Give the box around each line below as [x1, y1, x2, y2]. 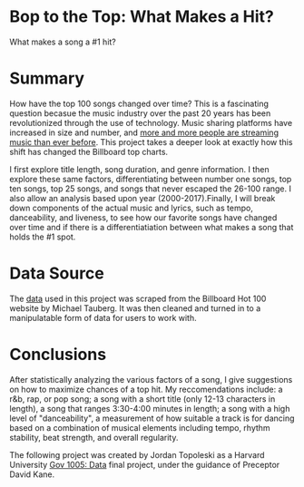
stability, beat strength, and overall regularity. [9, 432, 179, 443]
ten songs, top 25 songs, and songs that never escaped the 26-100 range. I [9, 183, 292, 194]
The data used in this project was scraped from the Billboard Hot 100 [9, 293, 267, 304]
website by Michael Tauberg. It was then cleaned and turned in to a [9, 302, 261, 314]
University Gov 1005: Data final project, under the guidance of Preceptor [9, 459, 280, 470]
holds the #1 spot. [9, 231, 76, 242]
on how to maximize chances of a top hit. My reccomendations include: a [9, 384, 283, 394]
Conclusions [9, 345, 107, 365]
